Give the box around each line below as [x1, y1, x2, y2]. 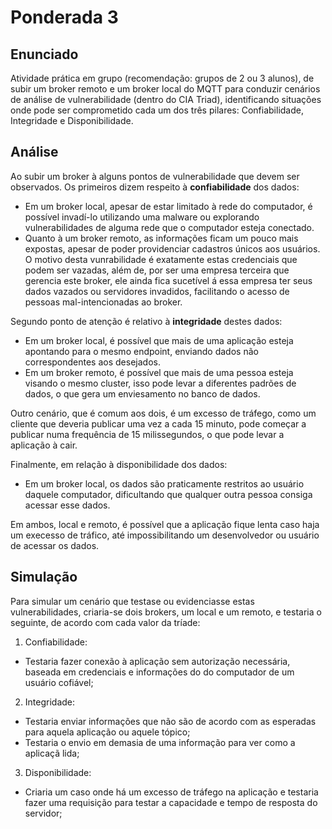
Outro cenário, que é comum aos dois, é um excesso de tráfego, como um [10, 407, 317, 419]
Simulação [10, 569, 78, 586]
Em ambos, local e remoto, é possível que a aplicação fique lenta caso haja [10, 518, 320, 530]
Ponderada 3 [10, 6, 119, 29]
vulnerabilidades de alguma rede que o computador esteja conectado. [24, 221, 315, 233]
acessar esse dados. [24, 499, 111, 511]
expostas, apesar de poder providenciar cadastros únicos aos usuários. [24, 242, 321, 255]
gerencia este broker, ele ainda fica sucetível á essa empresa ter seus [24, 274, 313, 286]
